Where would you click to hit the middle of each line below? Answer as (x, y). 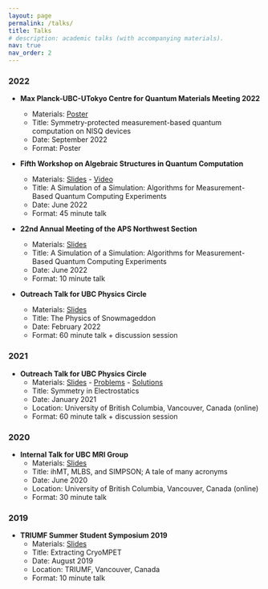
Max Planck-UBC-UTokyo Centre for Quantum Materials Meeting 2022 (140, 99)
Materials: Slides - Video (73, 179)
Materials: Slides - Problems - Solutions (97, 382)
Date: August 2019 (63, 561)
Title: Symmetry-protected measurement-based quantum (127, 123)
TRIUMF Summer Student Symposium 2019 (93, 535)
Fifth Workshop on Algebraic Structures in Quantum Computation (132, 164)
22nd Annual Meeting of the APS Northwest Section (109, 229)
